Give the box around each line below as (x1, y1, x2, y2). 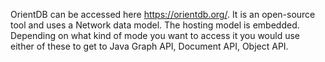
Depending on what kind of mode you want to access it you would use (10, 30, 300, 41)
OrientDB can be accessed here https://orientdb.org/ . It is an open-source (10, 9, 316, 20)
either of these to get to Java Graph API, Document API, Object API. (10, 40, 289, 52)
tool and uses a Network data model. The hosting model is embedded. (10, 19, 300, 31)
